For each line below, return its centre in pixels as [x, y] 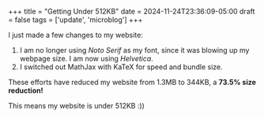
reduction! [26, 90]
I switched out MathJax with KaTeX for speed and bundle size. [121, 67]
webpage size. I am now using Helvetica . [87, 59]
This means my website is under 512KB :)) [76, 106]
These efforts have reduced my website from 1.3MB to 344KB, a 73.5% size [132, 82]
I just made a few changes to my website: [76, 35]
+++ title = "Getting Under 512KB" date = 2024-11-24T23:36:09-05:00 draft [132, 11]
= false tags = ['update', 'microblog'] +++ [75, 20]
